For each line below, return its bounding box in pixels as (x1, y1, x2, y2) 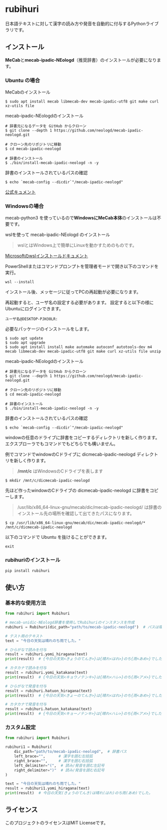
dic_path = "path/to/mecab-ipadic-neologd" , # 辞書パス (14, 749, 127, 754)
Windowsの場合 (5, 203, 44, 210)
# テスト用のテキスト (5, 633, 43, 638)
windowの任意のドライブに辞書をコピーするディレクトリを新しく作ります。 (5, 435, 160, 441)
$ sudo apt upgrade (5, 340, 46, 346)
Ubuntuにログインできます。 (5, 306, 64, 312)
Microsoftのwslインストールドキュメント (5, 253, 88, 259)
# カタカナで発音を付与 (5, 702, 47, 707)
